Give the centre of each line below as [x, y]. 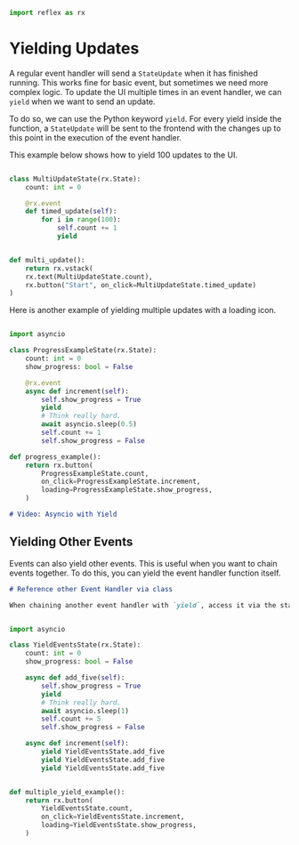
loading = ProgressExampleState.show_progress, [127, 490]
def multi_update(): [48, 260]
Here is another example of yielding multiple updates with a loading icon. [143, 310]
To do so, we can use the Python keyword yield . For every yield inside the [145, 118]
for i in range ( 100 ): [81, 220]
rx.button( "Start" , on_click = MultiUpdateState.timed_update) [141, 285]
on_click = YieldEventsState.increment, [113, 817]
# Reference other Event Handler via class [91, 589]
